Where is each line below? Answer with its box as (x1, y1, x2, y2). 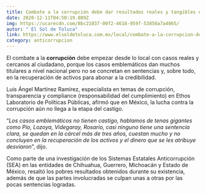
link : (6, 32, 20, 38)
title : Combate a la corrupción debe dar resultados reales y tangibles (6, 9, 196, 15)
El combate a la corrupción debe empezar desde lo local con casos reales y (6, 54, 199, 61)
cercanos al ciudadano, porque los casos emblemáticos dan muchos (6, 61, 180, 68)
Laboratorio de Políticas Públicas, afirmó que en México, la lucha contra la (6, 99, 194, 106)
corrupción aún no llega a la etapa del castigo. (6, 105, 124, 112)
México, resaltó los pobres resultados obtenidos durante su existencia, (6, 168, 185, 175)
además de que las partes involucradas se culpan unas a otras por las (6, 174, 183, 181)
